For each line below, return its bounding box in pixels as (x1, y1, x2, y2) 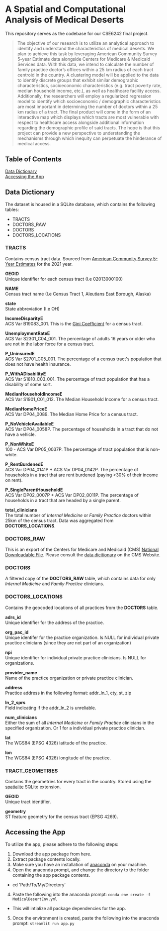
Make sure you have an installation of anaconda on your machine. (12, 861, 148, 867)
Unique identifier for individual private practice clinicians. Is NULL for (5, 654, 147, 660)
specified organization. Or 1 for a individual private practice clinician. (5, 725, 146, 731)
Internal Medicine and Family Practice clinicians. (5, 581, 104, 587)
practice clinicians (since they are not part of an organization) (5, 639, 132, 645)
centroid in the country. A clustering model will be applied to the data (17, 72, 159, 78)
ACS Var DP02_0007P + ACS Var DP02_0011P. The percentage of (5, 492, 139, 498)
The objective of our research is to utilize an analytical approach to (17, 40, 155, 46)
